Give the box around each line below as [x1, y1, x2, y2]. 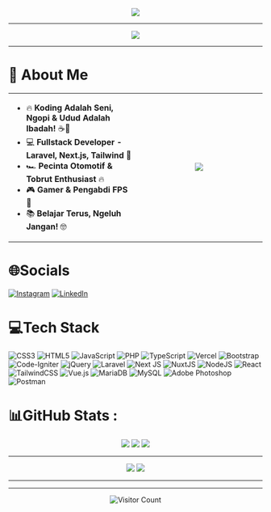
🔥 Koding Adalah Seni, [26, 102, 115, 113]
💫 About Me [8, 66, 89, 84]
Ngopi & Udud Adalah [26, 112, 110, 123]
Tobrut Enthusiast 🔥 [26, 173, 105, 184]
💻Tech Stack [8, 319, 100, 337]
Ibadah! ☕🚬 [26, 122, 71, 133]
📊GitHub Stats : [8, 407, 119, 425]
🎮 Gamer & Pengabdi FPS [26, 184, 128, 195]
